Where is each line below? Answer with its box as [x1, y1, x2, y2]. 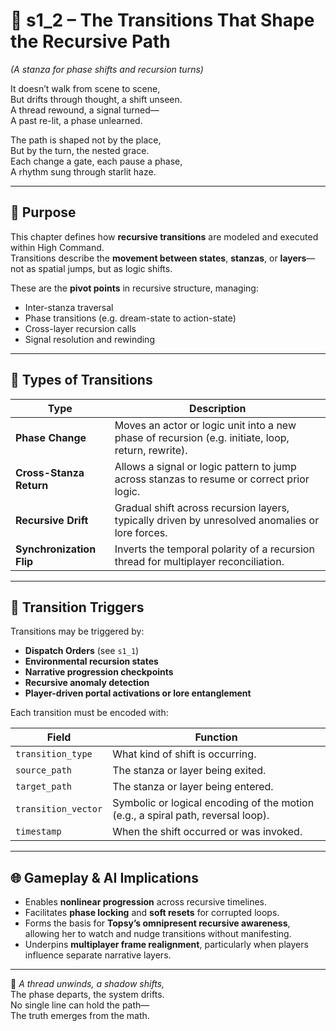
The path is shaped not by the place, [10, 134, 162, 146]
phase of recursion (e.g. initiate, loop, [114, 430, 290, 444]
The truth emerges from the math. [10, 1010, 150, 1022]
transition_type [15, 749, 93, 760]
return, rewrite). [114, 443, 188, 457]
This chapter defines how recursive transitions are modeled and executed [10, 230, 319, 243]
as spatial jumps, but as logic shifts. [26, 262, 173, 274]
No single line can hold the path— [10, 999, 150, 1011]
